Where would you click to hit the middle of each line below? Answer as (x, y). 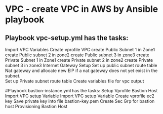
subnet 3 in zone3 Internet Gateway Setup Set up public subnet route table (81, 65)
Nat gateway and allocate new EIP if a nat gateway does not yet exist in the (81, 71)
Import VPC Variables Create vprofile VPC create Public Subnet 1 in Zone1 (80, 50)
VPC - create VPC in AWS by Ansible (81, 9)
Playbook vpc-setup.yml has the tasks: (67, 38)
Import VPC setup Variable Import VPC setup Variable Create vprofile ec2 (80, 96)
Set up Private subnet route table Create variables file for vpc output (75, 81)
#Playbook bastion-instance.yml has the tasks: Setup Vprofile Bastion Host (81, 91)
